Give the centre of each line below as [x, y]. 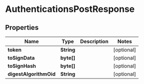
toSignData [21, 58]
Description [94, 42]
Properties [22, 28]
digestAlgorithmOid [32, 74]
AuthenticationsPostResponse [70, 9]
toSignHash [22, 66]
